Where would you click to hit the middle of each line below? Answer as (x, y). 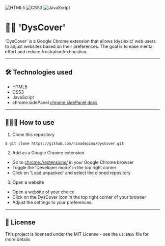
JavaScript (23, 97)
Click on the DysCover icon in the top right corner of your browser (79, 197)
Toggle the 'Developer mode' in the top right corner (64, 167)
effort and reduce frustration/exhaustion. (46, 51)
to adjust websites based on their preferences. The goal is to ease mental (79, 46)
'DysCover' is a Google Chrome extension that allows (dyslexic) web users (81, 41)
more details (18, 240)
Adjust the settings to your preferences (52, 202)
